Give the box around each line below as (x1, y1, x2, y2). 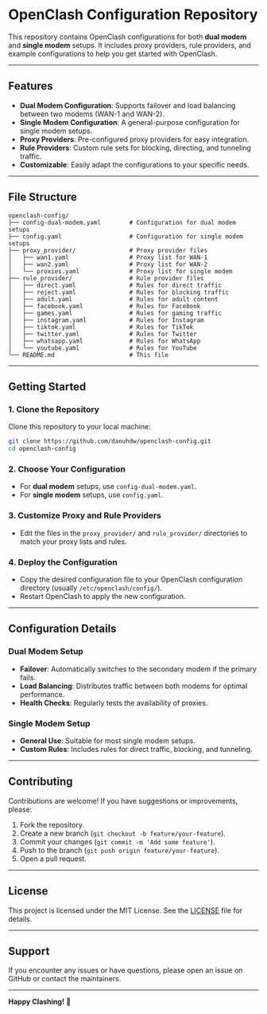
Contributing (8, 775, 73, 789)
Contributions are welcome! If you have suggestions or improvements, (8, 796, 238, 805)
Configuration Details (8, 622, 117, 636)
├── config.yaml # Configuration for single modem (8, 233, 244, 241)
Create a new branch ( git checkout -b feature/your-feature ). (19, 828, 226, 838)
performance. (19, 689, 65, 699)
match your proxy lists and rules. (19, 536, 127, 546)
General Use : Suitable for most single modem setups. (19, 735, 196, 746)
